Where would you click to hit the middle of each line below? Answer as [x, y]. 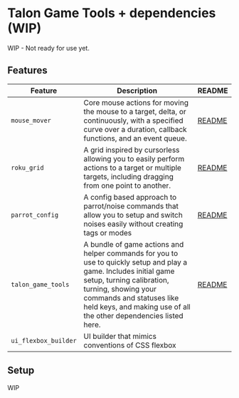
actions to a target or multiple [132, 168]
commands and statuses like [131, 297]
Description [137, 91]
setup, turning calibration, [126, 280]
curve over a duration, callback [135, 129]
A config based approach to [130, 197]
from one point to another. [127, 185]
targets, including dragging [129, 176]
